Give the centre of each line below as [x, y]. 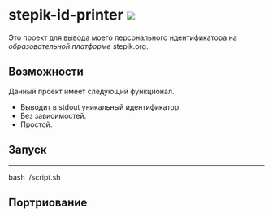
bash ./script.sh [35, 177]
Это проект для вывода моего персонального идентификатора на [123, 37]
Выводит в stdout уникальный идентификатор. [100, 106]
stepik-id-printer [66, 15]
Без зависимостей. [53, 115]
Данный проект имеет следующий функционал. [91, 91]
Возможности [46, 72]
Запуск [28, 150]
